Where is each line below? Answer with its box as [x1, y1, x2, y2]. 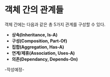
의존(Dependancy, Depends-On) [11, 56, 78, 62]
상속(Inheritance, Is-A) [11, 32, 58, 38]
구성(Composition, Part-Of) [11, 38, 68, 44]
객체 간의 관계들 [4, 4, 64, 16]
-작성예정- [4, 66, 25, 72]
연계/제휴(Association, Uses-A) [11, 50, 75, 56]
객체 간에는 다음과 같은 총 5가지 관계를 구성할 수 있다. [4, 21, 106, 27]
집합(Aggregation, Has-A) [11, 44, 64, 50]
